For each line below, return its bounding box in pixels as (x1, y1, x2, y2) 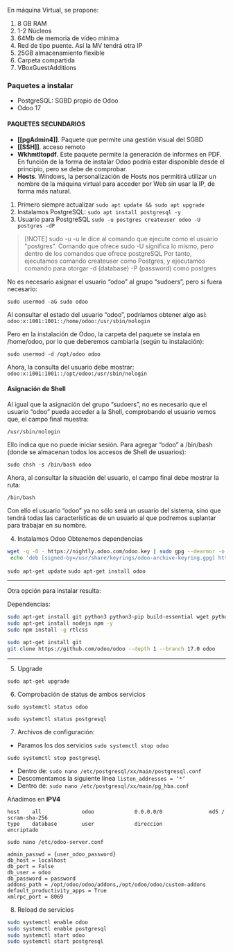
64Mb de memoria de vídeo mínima (17, 34, 119, 42)
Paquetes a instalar (7, 80, 74, 90)
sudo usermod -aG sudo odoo (7, 298, 89, 305)
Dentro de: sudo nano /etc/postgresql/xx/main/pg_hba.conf (17, 781, 189, 790)
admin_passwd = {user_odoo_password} (7, 851, 116, 858)
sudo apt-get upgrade (7, 677, 70, 685)
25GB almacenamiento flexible (17, 49, 105, 57)
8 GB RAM (17, 19, 47, 27)
